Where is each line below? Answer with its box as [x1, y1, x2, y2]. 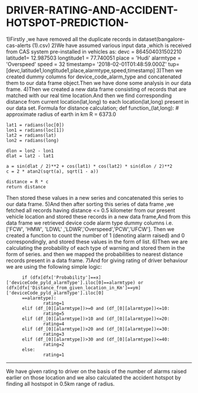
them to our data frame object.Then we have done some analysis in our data [6, 79, 192, 86]
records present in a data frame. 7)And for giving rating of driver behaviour [6, 257, 189, 264]
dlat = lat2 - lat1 [6, 153, 54, 159]
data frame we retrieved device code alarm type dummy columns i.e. [6, 219, 174, 226]
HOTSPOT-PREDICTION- [6, 16, 129, 29]
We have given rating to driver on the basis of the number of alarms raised [6, 368, 187, 375]
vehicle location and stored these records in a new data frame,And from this [6, 213, 191, 220]
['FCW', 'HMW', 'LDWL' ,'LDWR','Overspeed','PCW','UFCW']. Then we [6, 225, 175, 233]
